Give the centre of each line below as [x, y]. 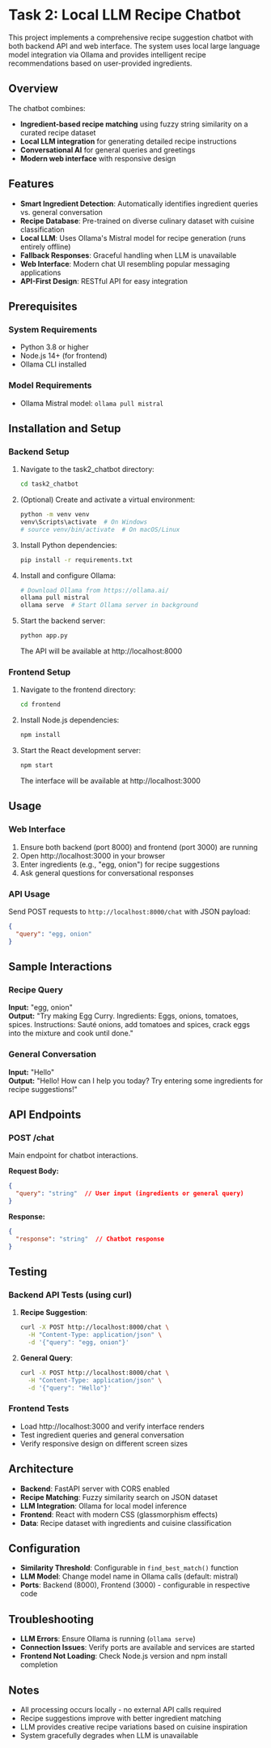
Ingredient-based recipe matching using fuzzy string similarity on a [134, 124]
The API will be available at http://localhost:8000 [101, 651]
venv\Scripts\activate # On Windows [84, 522]
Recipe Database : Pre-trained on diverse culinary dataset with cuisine [137, 221]
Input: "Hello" [32, 1072]
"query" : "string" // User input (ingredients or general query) [130, 1193]
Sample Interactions [60, 967]
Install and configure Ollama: [68, 575]
